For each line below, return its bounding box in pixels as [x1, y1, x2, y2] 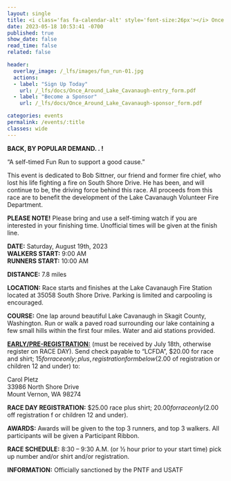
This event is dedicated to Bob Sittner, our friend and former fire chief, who [7, 171, 221, 179]
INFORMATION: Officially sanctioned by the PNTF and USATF [7, 465, 183, 474]
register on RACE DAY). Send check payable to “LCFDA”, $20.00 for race [7, 347, 214, 355]
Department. [7, 200, 44, 208]
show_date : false [7, 36, 57, 43]
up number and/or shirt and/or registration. [7, 452, 130, 460]
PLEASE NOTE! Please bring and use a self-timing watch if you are [7, 214, 197, 222]
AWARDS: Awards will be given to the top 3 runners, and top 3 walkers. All [7, 424, 220, 433]
